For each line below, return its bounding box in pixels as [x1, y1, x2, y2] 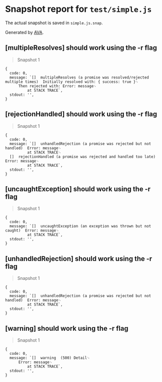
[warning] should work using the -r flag [5, 324, 128, 333]
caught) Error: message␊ [5, 228, 59, 233]
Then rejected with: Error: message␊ [18, 83, 97, 88]
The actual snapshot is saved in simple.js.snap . [5, 20, 103, 26]
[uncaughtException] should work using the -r [5, 185, 151, 193]
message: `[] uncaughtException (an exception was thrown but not [9, 224, 152, 229]
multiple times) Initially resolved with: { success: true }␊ [5, 79, 139, 84]
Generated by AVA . [5, 29, 44, 35]
